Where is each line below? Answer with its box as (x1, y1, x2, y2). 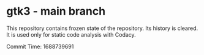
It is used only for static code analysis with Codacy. (6, 31, 136, 38)
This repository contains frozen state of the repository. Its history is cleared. (6, 24, 198, 32)
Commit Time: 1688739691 (6, 43, 74, 50)
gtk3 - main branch (6, 4, 106, 18)
